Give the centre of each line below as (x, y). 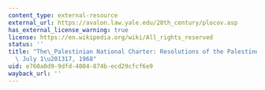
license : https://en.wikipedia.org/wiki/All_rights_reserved (111, 37)
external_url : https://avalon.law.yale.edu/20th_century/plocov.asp (123, 23)
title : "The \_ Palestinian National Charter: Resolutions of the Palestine (134, 52)
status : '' (26, 45)
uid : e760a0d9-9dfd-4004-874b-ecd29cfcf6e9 (81, 67)
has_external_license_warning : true (68, 30)
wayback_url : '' (35, 74)
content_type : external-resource (63, 15)
